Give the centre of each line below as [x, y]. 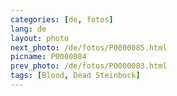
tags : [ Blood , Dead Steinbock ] [75, 76]
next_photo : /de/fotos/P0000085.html [89, 47]
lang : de [28, 29]
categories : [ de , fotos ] [62, 19]
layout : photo [40, 38]
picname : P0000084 [48, 57]
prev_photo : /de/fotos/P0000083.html [89, 66]
